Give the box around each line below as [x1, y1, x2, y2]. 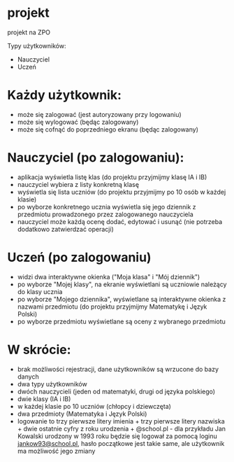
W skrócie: [7, 342, 71, 358]
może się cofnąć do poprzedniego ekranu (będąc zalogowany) [17, 125, 199, 134]
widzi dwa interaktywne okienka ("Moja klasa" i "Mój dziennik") [17, 272, 200, 281]
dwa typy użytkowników [17, 379, 87, 388]
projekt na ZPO [7, 28, 51, 36]
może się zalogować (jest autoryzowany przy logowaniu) [17, 110, 182, 118]
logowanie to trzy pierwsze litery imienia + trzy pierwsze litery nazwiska [17, 416, 225, 425]
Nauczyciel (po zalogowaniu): [7, 150, 184, 166]
